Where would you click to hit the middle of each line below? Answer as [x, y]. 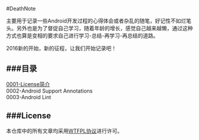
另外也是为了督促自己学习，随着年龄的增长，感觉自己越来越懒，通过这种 [105, 28]
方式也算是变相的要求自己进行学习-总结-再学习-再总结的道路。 [82, 36]
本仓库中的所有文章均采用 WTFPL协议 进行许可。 [64, 131]
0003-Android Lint [29, 97]
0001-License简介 [28, 84]
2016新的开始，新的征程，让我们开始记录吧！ [61, 48]
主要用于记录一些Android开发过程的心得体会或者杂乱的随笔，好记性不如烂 [96, 21]
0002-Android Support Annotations [49, 91]
